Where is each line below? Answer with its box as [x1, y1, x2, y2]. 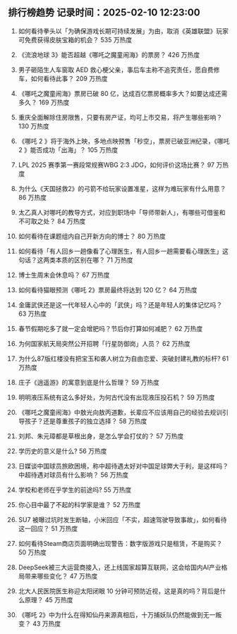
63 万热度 [18, 309, 47, 318]
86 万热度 [18, 193, 47, 201]
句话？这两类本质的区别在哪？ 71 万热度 [18, 256, 133, 264]
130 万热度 [18, 122, 49, 130]
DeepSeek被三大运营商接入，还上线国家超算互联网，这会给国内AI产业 [18, 563, 221, 571]
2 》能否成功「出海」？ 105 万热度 [18, 145, 119, 154]
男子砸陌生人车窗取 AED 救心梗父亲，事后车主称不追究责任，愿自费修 [18, 66, 220, 74]
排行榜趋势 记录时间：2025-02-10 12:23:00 [8, 6, 200, 19]
